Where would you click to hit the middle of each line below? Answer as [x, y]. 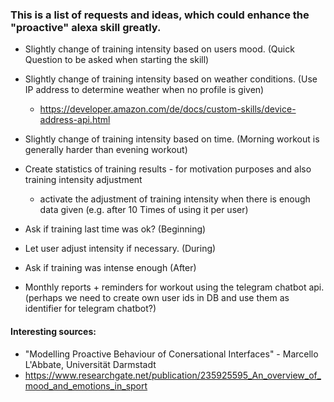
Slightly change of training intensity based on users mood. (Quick [159, 49]
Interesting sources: [53, 331]
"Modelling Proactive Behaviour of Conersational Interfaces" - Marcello [171, 354]
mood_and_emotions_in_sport [86, 385]
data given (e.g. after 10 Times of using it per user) [144, 210]
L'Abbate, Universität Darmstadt [90, 364]
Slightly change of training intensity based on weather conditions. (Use [171, 79]
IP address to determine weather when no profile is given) [144, 90]
